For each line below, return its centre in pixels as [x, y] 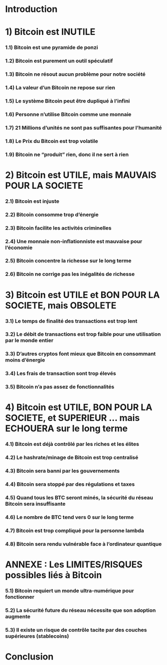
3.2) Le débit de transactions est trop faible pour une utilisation [83, 334]
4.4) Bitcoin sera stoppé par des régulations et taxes [70, 484]
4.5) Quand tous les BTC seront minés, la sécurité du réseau [79, 498]
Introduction [31, 9]
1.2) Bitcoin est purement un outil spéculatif [59, 61]
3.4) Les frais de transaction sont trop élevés [61, 374]
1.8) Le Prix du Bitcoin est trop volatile [52, 141]
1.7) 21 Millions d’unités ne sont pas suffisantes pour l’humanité [83, 128]
